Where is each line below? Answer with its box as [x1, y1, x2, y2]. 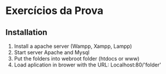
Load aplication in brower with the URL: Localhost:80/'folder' [13, 61, 162, 68]
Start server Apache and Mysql [13, 49, 90, 56]
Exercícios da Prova [5, 4, 104, 17]
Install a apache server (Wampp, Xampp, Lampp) [13, 43, 133, 50]
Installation [5, 27, 48, 37]
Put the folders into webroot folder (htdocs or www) [13, 55, 140, 62]
